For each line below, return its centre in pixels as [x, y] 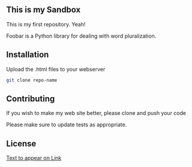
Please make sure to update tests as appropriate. [67, 125]
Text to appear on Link [34, 158]
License [21, 143]
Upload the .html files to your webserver [56, 69]
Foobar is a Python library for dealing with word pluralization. [81, 36]
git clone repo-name [32, 80]
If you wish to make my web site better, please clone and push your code [96, 113]
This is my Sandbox [43, 10]
